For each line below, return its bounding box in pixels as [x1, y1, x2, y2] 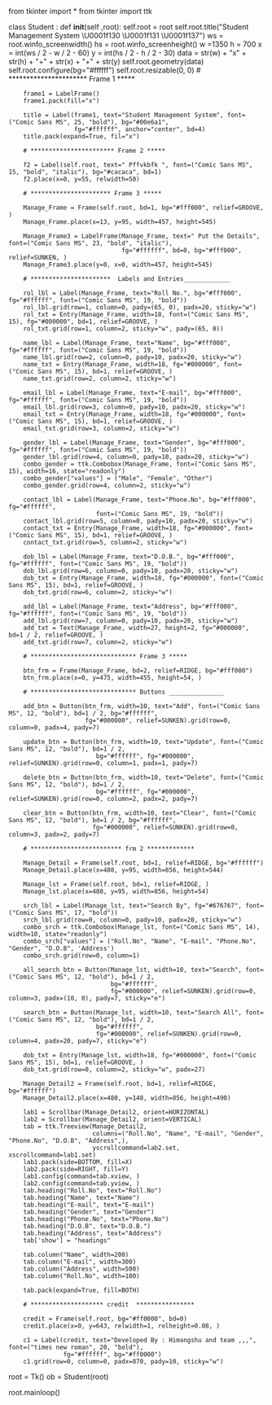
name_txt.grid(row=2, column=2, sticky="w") [23, 374, 177, 383]
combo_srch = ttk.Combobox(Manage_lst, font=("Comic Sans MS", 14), [23, 923, 261, 931]
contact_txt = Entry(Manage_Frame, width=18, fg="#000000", [23, 524, 231, 532]
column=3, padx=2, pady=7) [8, 830, 100, 838]
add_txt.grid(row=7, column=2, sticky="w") [23, 638, 173, 646]
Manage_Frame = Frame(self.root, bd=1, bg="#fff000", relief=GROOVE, [23, 204, 265, 212]
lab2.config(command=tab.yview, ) [23, 1180, 140, 1188]
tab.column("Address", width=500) [23, 1265, 140, 1273]
